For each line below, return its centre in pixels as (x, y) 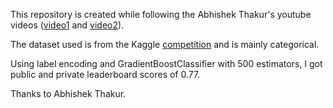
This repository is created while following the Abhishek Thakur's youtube (161, 14)
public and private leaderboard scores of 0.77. (105, 74)
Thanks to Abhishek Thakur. (68, 93)
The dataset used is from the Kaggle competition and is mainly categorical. (165, 44)
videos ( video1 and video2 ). (67, 25)
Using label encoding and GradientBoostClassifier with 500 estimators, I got (166, 63)
